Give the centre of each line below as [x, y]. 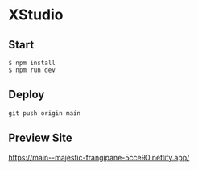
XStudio [36, 15]
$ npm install [32, 63]
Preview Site [40, 138]
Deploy [27, 95]
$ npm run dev [32, 70]
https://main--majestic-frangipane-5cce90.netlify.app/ [99, 157]
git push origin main [45, 113]
